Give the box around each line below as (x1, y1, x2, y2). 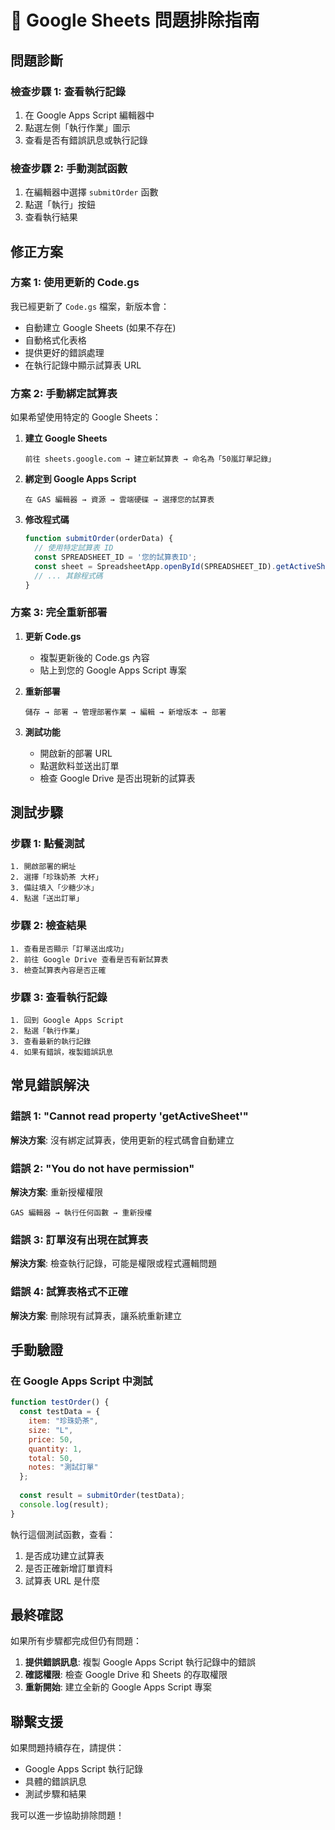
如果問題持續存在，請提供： (10, 1742, 125, 1754)
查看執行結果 (24, 211, 78, 223)
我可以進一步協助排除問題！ (10, 1809, 125, 1821)
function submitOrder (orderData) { (24, 534, 174, 544)
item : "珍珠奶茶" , (28, 1416, 99, 1426)
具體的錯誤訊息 (24, 1776, 87, 1788)
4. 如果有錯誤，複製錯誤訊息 (10, 1047, 114, 1057)
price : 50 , (28, 1434, 74, 1445)
